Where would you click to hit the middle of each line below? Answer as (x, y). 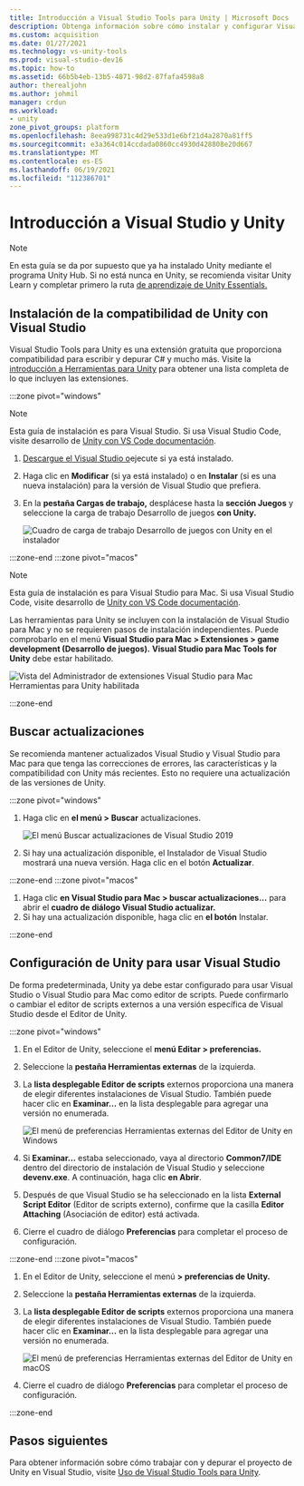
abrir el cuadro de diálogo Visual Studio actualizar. (119, 907)
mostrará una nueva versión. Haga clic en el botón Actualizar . (138, 862)
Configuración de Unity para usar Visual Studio (145, 963)
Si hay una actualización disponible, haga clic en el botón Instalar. (145, 916)
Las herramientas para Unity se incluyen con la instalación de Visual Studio (149, 620)
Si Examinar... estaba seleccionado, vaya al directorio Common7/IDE (152, 1158)
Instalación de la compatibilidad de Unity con (139, 313)
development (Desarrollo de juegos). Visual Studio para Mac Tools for (143, 649)
